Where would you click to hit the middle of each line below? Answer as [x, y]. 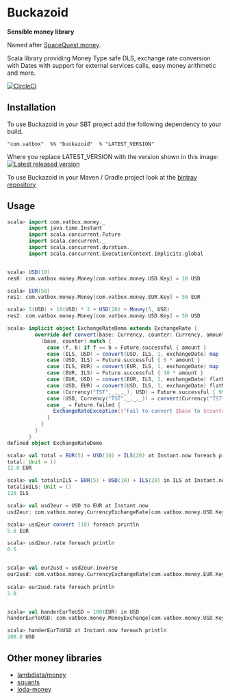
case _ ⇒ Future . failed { [84, 405]
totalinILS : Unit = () [39, 487]
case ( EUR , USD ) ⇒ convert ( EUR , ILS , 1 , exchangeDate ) [127, 379]
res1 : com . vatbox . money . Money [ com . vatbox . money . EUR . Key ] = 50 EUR [104, 297]
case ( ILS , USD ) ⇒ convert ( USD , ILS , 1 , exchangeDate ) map [133, 354]
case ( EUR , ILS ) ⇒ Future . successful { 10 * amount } [125, 373]
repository [22, 184]
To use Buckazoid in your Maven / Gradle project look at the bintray [102, 177]
